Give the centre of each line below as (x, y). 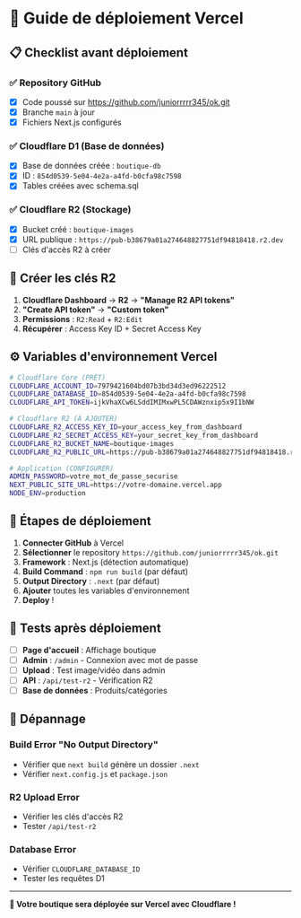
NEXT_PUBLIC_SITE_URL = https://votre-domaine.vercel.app (116, 485)
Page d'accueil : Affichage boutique (89, 650)
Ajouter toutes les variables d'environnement (106, 590)
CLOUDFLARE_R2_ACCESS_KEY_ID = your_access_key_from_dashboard (126, 427)
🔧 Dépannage (48, 719)
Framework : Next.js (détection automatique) (106, 562)
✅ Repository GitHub (55, 83)
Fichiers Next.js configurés (72, 122)
